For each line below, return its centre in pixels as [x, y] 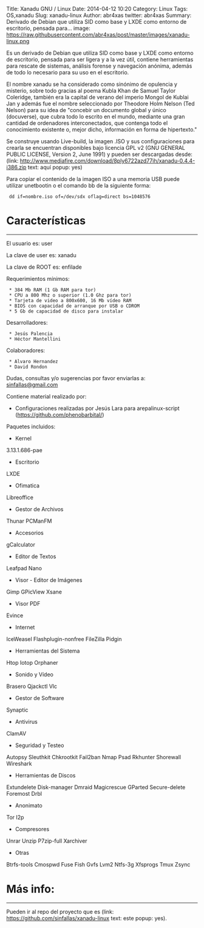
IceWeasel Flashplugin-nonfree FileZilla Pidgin [64, 639]
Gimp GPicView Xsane [34, 592]
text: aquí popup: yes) [55, 167]
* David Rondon [28, 367]
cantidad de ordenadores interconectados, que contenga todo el [87, 123]
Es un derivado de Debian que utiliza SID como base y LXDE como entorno [100, 53]
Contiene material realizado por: [46, 396]
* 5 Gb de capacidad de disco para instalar [66, 311]
